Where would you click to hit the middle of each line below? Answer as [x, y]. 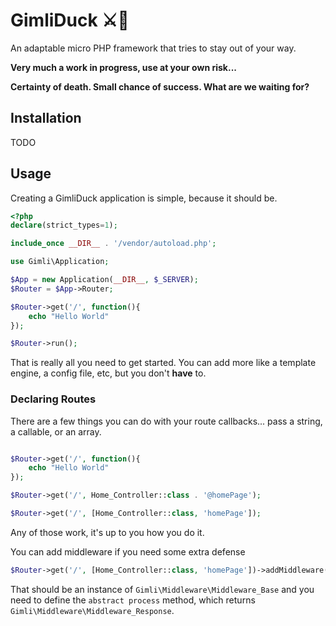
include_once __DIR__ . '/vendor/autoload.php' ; [113, 244]
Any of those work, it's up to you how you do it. [107, 532]
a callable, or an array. [56, 431]
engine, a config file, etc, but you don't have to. [108, 373]
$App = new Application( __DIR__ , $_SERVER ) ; [104, 280]
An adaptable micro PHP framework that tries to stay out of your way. [153, 48]
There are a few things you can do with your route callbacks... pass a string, [166, 421]
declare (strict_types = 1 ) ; [64, 225]
